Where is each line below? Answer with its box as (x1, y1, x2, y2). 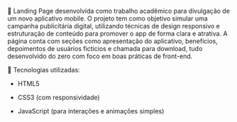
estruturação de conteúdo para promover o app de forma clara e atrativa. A (7, 29, 228, 38)
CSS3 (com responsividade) (17, 93, 101, 101)
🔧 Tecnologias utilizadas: (7, 66, 80, 74)
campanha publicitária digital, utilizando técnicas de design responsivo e (7, 22, 220, 30)
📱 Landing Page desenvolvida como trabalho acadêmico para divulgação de (7, 7, 231, 15)
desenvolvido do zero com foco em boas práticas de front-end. (7, 52, 193, 60)
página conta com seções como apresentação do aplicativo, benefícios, (7, 37, 219, 45)
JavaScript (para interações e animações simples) (17, 107, 165, 115)
